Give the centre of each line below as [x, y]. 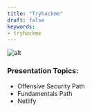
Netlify [27, 101]
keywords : [21, 26]
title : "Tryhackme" [35, 14]
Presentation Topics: [43, 71]
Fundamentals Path [45, 93]
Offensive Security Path [51, 86]
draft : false [26, 20]
